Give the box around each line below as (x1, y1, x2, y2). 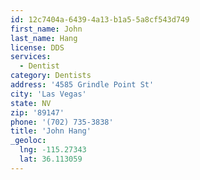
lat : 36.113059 (19, 154, 83, 164)
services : (10, 52, 52, 62)
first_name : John (10, 24, 83, 34)
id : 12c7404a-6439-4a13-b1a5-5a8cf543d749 (10, 14, 190, 25)
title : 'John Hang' (10, 126, 92, 136)
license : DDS (10, 42, 65, 53)
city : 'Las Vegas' (10, 89, 87, 99)
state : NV (10, 98, 52, 108)
